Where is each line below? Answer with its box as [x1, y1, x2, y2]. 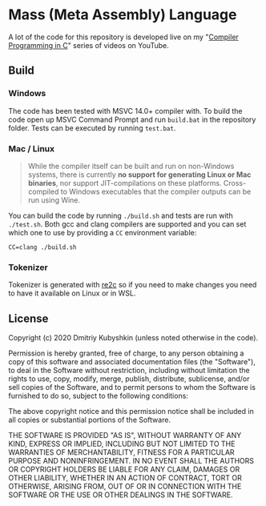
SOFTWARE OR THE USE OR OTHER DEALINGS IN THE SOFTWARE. [8, 490, 233, 500]
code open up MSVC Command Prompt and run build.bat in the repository [8, 114, 256, 124]
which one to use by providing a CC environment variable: [8, 227, 197, 237]
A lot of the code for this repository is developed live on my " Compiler [8, 32, 239, 42]
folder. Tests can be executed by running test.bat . [8, 122, 176, 133]
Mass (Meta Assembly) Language [8, 6, 237, 24]
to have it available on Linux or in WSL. [8, 288, 136, 298]
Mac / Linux [8, 143, 55, 154]
